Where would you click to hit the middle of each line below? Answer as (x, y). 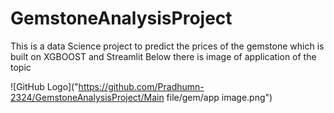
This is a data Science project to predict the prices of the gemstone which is (167, 46)
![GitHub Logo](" (44, 86)
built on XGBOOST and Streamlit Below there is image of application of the (163, 56)
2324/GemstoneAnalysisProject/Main (87, 97)
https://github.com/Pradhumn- (141, 86)
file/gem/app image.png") (219, 97)
